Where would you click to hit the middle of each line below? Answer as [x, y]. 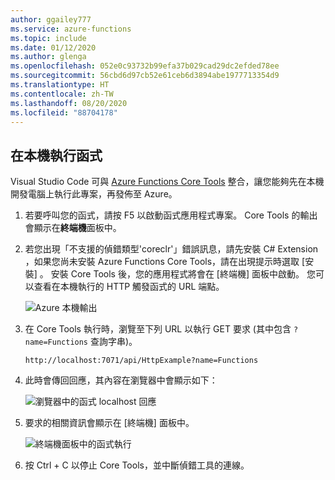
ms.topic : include [48, 38]
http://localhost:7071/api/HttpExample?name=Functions [141, 361]
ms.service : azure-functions [71, 29]
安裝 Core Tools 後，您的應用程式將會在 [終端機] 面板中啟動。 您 [183, 274]
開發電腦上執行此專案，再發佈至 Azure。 [94, 194]
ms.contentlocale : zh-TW [62, 94]
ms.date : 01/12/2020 [53, 47]
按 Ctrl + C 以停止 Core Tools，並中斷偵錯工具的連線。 [137, 465]
